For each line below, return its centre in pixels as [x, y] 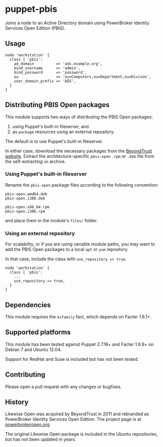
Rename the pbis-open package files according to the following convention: [82, 185]
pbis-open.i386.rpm [25, 211]
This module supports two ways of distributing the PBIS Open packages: [79, 117]
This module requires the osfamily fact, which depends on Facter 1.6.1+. [78, 317]
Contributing [25, 375]
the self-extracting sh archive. [35, 161]
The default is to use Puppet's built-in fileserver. [54, 141]
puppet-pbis [31, 9]
